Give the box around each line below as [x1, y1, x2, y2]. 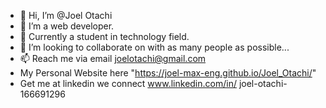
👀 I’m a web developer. [19, 20, 115, 32]
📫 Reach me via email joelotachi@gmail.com [19, 53, 207, 64]
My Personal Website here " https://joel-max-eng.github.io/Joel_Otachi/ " [19, 67, 317, 79]
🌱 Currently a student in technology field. [19, 31, 190, 42]
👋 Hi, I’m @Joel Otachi [19, 10, 113, 21]
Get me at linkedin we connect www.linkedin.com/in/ [19, 78, 237, 89]
